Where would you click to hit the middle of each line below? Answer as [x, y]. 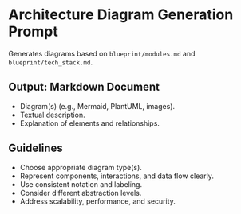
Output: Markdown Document [84, 87]
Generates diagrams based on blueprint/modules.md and [102, 53]
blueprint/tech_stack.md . [51, 62]
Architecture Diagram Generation [121, 15]
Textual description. [52, 115]
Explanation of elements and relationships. [89, 123]
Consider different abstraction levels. [81, 193]
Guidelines [36, 148]
